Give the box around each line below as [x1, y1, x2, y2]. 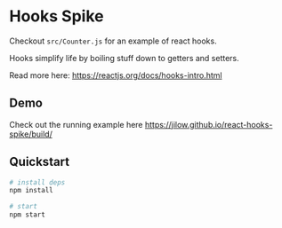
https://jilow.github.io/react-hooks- [144, 119, 273, 130]
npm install [9, 186, 53, 195]
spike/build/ [9, 129, 53, 139]
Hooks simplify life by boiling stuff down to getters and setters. [9, 52, 240, 63]
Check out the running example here [9, 119, 144, 130]
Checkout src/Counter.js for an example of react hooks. [9, 35, 217, 46]
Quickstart [9, 154, 70, 169]
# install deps [9, 177, 66, 187]
